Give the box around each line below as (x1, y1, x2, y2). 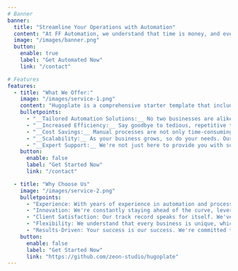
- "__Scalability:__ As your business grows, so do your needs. (25, 135, 220, 142)
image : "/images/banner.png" (13, 37, 100, 44)
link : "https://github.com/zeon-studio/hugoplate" (25, 253, 179, 260)
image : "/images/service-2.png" (20, 187, 115, 195)
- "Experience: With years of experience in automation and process (25, 200, 233, 207)
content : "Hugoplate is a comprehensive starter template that (20, 102, 211, 110)
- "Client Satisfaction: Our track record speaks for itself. (25, 214, 214, 221)
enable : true (20, 50, 59, 57)
